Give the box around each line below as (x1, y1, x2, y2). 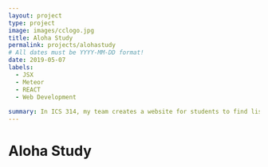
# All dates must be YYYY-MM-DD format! (8, 49, 145, 56)
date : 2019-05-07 (8, 56, 66, 64)
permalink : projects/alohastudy (8, 41, 116, 49)
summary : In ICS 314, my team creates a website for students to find (8, 108, 248, 116)
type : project (8, 19, 56, 27)
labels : (8, 64, 34, 72)
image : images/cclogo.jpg (8, 26, 94, 34)
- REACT (15, 85, 41, 94)
